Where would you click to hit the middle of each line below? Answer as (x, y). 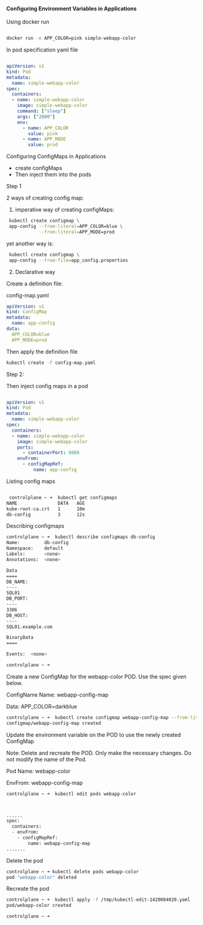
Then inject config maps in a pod (47, 386)
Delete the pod (25, 860)
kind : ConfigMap (27, 312)
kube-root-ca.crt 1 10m (46, 509)
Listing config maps (31, 481)
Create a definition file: (35, 284)
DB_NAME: (17, 582)
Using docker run (28, 22)
